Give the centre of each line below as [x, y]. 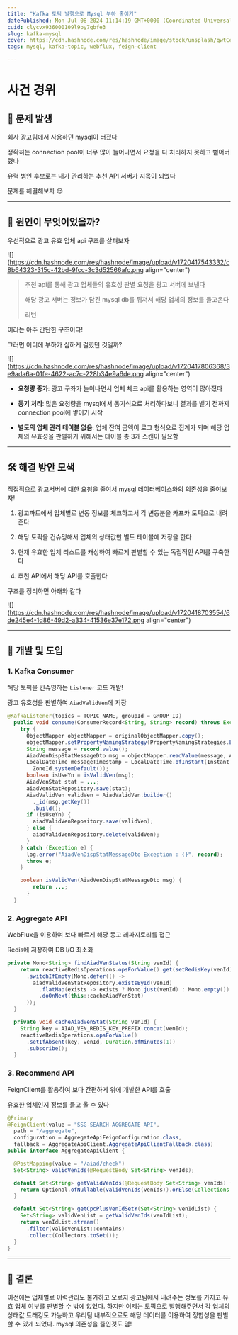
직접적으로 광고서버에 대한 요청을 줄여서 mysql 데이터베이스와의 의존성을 [108, 489]
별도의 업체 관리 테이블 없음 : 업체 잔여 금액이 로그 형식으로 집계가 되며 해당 [120, 427]
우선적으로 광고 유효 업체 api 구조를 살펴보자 [68, 240]
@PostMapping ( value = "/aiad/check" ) [69, 1164]
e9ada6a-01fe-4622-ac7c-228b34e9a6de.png [75, 373]
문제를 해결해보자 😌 [35, 191]
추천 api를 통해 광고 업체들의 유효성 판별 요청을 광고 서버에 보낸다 [115, 284]
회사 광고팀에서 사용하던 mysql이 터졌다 [63, 137]
